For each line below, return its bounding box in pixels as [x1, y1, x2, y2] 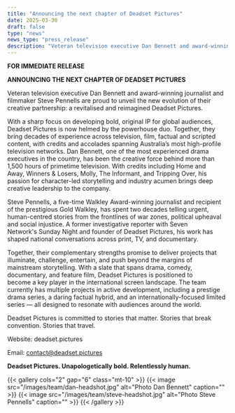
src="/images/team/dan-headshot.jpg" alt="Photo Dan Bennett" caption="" [7, 383, 225, 391]
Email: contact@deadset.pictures [7, 349, 103, 356]
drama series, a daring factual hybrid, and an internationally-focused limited [7, 293, 226, 301]
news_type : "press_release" [7, 36, 90, 43]
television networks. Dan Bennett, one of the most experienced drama [7, 147, 209, 155]
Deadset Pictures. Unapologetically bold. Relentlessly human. [7, 362, 191, 370]
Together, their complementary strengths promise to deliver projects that [7, 249, 217, 256]
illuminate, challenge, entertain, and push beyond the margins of [7, 256, 193, 264]
